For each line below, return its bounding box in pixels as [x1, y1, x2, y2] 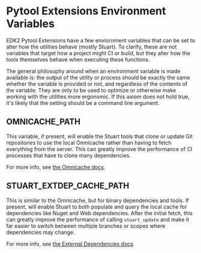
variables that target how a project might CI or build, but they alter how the [6, 49, 191, 56]
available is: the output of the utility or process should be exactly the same [6, 74, 190, 81]
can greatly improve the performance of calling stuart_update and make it [6, 216, 189, 223]
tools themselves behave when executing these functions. [6, 56, 150, 63]
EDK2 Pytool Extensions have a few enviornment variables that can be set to [6, 37, 196, 44]
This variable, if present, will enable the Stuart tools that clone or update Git [6, 132, 193, 140]
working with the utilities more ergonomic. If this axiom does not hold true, [6, 93, 190, 100]
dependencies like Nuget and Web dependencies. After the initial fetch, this [6, 209, 193, 216]
